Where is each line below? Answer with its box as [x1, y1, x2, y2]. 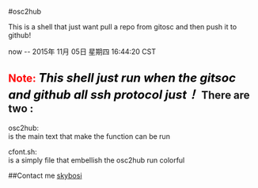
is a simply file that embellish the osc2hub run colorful [8, 155, 185, 165]
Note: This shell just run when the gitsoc [8, 71, 236, 86]
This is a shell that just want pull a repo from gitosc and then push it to [8, 22, 237, 31]
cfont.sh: [8, 147, 37, 156]
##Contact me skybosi [8, 171, 82, 180]
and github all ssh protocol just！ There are [8, 87, 251, 102]
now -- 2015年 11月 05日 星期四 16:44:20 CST [8, 47, 157, 56]
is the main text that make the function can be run [8, 131, 170, 141]
